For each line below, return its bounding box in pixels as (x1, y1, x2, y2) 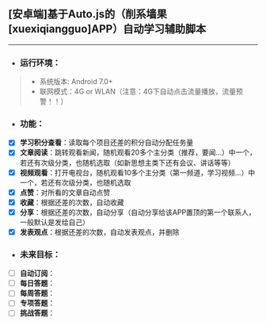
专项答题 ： (19, 298, 55, 308)
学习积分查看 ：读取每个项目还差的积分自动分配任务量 (19, 138, 194, 147)
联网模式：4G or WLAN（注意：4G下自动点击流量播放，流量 (39, 86, 237, 97)
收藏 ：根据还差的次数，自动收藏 (19, 197, 124, 207)
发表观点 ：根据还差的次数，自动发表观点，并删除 (19, 227, 180, 236)
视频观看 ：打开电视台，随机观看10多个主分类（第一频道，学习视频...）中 (19, 167, 256, 177)
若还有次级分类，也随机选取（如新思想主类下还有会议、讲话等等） (19, 158, 235, 167)
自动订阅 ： (19, 269, 55, 278)
